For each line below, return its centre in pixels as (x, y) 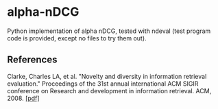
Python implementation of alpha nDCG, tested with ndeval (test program (109, 31)
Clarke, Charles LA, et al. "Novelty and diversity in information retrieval (107, 76)
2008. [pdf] (23, 98)
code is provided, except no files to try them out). (77, 38)
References (32, 60)
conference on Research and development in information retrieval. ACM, (109, 90)
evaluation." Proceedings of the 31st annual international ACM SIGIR (103, 84)
